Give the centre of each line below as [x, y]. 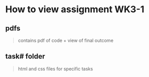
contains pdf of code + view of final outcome [66, 40]
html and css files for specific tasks [55, 69]
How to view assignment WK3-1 [75, 9]
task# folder [25, 56]
